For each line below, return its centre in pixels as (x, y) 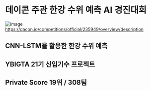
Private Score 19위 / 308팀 (46, 82)
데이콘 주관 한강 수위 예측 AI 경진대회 (76, 10)
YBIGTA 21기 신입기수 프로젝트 (50, 64)
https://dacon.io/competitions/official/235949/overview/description (75, 29)
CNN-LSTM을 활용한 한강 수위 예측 (56, 46)
